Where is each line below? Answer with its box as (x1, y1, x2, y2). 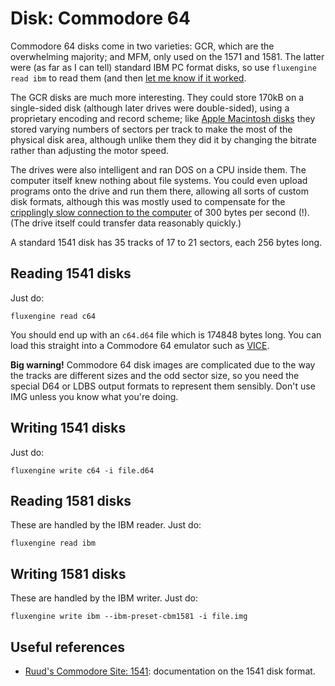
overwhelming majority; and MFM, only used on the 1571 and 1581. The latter (10, 50, 325, 62)
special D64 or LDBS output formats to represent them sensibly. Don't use (10, 380, 316, 392)
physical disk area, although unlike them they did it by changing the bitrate (10, 133, 317, 146)
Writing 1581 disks (10, 565, 127, 582)
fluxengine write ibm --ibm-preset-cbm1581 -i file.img (10, 612, 248, 622)
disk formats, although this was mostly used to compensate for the (10, 195, 286, 207)
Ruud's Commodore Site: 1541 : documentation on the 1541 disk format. (24, 665, 316, 677)
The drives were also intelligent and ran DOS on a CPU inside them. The (10, 163, 307, 176)
